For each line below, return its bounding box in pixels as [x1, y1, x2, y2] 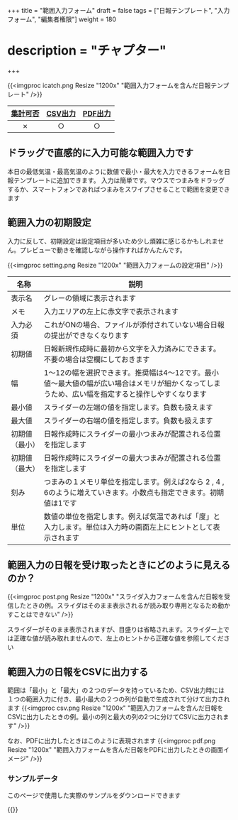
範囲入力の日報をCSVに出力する [7, 666, 149, 678]
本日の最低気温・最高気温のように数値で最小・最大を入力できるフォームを [7, 167, 225, 175]
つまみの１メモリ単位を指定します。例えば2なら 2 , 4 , [43, 476, 225, 486]
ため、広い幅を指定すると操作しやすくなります [50, 389, 208, 399]
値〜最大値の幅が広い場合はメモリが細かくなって [43, 378, 207, 388]
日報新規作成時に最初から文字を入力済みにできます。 [43, 344, 221, 354]
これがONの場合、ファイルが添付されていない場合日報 [43, 319, 225, 329]
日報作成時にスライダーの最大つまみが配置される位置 [43, 453, 221, 463]
